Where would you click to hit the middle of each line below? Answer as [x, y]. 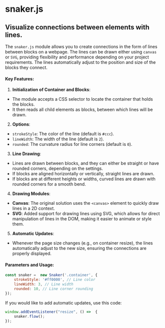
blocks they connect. [26, 68]
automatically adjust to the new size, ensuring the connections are [79, 248]
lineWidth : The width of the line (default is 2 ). [58, 139]
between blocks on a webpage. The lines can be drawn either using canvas [81, 52]
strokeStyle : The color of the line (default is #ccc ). [63, 134]
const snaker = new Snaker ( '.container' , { [51, 275]
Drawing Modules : [31, 194]
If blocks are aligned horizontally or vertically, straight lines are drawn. [83, 174]
